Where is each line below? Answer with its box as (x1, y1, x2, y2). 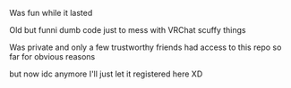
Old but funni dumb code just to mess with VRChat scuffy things (9, 25, 246, 35)
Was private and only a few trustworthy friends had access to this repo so (9, 42, 282, 52)
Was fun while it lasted (9, 8, 93, 18)
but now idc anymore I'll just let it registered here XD (9, 68, 203, 79)
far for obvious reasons (9, 52, 96, 61)
